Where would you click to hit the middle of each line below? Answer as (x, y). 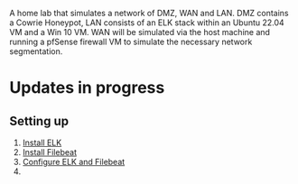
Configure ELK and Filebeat (74, 162)
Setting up (39, 121)
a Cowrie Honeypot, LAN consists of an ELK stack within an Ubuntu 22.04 (147, 23)
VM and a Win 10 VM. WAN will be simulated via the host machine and (140, 32)
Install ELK (42, 143)
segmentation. (36, 51)
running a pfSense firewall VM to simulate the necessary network (131, 41)
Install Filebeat (49, 152)
